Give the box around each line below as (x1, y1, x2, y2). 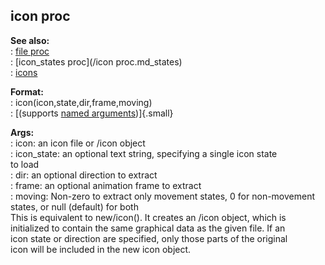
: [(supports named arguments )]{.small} (10, 107, 174, 119)
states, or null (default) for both (10, 200, 139, 213)
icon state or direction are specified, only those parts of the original (10, 232, 288, 244)
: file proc (10, 45, 50, 57)
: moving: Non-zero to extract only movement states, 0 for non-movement (10, 190, 316, 202)
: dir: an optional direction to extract (10, 169, 158, 181)
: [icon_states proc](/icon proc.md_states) (10, 55, 183, 68)
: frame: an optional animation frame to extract (10, 179, 202, 191)
